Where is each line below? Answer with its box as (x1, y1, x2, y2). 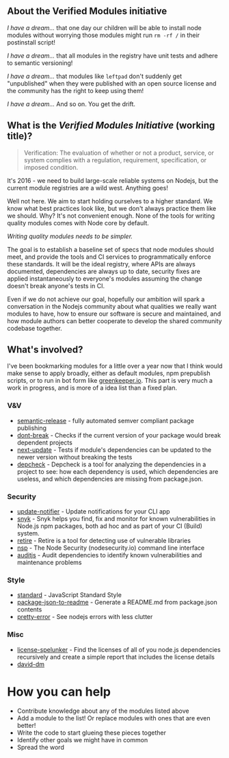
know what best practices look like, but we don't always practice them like (7, 204, 217, 212)
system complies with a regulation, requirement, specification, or (23, 155, 207, 164)
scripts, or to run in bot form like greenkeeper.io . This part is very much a (7, 377, 213, 385)
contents (16, 605, 42, 614)
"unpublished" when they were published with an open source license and (7, 79, 217, 88)
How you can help (7, 684, 111, 699)
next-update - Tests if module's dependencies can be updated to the (16, 445, 212, 454)
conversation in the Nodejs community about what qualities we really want (7, 302, 217, 310)
